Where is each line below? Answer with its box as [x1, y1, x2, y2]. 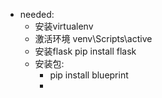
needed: [19, 9, 55, 20]
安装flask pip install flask [34, 45, 137, 57]
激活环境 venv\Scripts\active [34, 33, 153, 44]
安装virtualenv [34, 20, 94, 32]
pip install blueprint [49, 69, 129, 81]
